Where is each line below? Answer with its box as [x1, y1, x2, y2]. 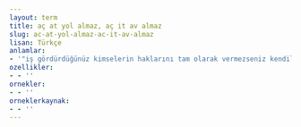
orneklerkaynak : [9, 96, 70, 106]
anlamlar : [9, 47, 47, 55]
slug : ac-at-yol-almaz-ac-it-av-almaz [9, 30, 154, 38]
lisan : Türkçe [9, 38, 63, 47]
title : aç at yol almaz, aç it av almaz [9, 21, 163, 30]
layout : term [9, 13, 58, 22]
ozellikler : [9, 63, 54, 72]
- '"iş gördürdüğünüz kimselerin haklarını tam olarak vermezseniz [9, 55, 267, 63]
